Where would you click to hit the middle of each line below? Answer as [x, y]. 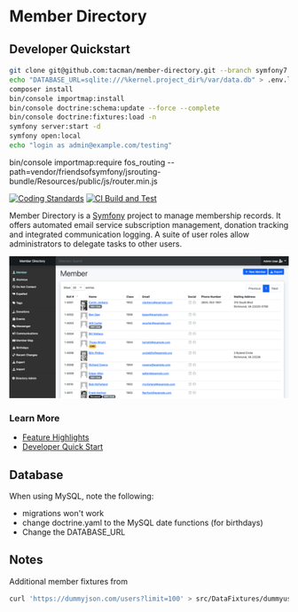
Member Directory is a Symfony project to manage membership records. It [145, 216]
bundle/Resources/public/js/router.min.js [83, 181]
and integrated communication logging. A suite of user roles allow [129, 234]
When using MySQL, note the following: [82, 496]
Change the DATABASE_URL [74, 532]
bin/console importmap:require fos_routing [87, 162]
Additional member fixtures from [69, 581]
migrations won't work [63, 513]
